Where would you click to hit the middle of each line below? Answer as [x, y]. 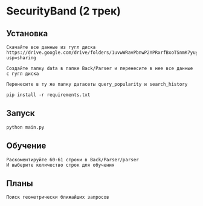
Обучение [26, 146]
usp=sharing [21, 58]
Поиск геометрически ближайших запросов [58, 198]
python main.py [25, 127]
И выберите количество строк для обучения [60, 165]
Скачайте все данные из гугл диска [51, 47]
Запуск [21, 113]
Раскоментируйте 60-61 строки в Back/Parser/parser [72, 159]
